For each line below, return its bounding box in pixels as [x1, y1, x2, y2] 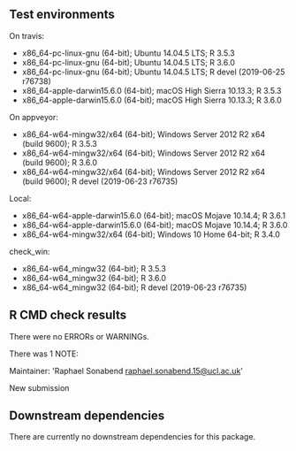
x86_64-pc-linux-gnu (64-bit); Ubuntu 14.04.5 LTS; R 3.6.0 [21, 57, 236, 67]
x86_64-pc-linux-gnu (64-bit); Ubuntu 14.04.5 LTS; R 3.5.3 [21, 48, 236, 58]
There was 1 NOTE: [9, 348, 80, 359]
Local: [9, 193, 32, 203]
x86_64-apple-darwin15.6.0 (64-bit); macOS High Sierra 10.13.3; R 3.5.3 [21, 85, 282, 96]
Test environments [9, 7, 115, 22]
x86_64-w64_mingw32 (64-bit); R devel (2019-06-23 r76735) [21, 282, 247, 293]
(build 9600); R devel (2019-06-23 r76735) [21, 176, 178, 187]
